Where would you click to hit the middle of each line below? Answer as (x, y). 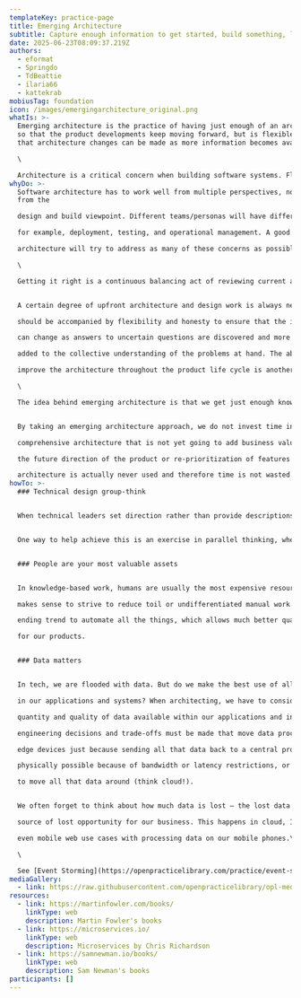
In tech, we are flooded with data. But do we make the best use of (148, 685)
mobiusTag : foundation (52, 101)
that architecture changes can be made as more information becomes (148, 143)
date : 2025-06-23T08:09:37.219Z (69, 43)
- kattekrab (40, 92)
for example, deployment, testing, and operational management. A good (154, 233)
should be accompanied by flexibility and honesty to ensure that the (152, 321)
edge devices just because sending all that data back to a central (148, 749)
